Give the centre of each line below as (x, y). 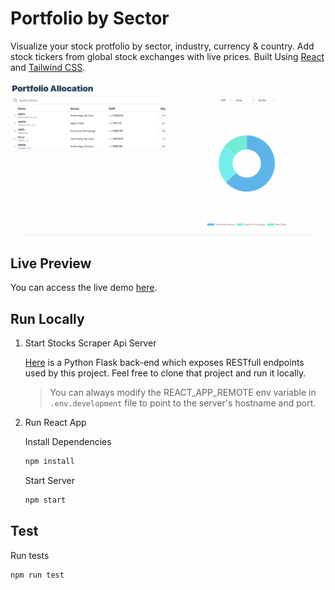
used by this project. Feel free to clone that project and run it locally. (165, 373)
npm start (45, 500)
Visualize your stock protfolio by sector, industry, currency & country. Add (162, 46)
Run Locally (47, 318)
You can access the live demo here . (84, 288)
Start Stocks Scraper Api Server (90, 343)
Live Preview (51, 263)
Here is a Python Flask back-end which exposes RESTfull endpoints (164, 363)
